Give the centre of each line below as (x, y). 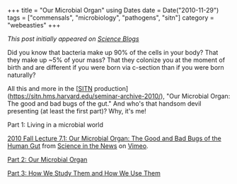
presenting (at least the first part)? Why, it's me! (77, 111)
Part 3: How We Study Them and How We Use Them (84, 173)
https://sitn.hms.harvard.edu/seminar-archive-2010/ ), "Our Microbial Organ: (120, 96)
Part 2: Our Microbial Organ (47, 159)
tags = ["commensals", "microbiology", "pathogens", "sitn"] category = (111, 18)
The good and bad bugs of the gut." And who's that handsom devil (104, 104)
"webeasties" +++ (34, 25)
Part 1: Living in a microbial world (56, 125)
